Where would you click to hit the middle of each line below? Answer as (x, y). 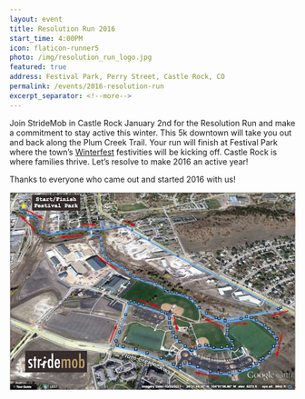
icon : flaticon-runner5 (54, 48)
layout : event (36, 19)
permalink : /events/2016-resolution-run (87, 86)
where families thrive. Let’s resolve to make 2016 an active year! (129, 161)
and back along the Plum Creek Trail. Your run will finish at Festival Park (144, 142)
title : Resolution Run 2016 (63, 29)
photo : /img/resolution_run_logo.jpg (81, 58)
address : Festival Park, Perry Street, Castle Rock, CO (117, 77)
